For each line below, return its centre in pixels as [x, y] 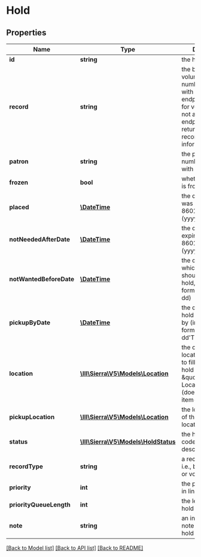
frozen [19, 182]
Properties [26, 33]
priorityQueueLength [40, 505]
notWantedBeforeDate [42, 279]
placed [19, 207]
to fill [188, 362]
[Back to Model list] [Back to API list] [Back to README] [75, 548]
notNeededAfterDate [40, 239]
